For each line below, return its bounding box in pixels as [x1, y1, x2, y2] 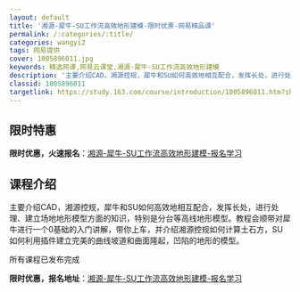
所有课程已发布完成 [9, 255, 80, 265]
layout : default [9, 12, 70, 22]
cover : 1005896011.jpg [9, 54, 94, 63]
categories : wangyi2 [9, 37, 87, 47]
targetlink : [9, 87, 54, 96]
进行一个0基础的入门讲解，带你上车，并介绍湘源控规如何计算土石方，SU [16, 224, 284, 235]
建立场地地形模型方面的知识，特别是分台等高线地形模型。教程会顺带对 [24, 213, 283, 223]
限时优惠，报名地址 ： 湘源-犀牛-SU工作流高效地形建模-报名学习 [9, 273, 243, 284]
